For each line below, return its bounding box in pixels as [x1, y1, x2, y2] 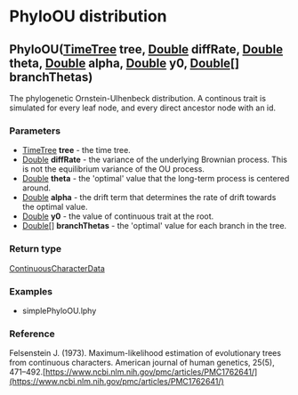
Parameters [9, 125, 60, 137]
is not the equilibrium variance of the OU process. [21, 164, 205, 174]
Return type [9, 243, 62, 255]
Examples [9, 285, 53, 297]
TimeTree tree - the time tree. [21, 145, 131, 156]
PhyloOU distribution [9, 6, 167, 27]
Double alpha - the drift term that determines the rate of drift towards [21, 192, 277, 203]
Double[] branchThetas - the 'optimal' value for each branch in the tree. [21, 221, 287, 231]
